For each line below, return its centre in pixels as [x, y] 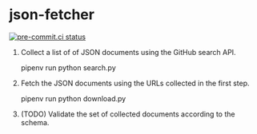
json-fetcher [52, 15]
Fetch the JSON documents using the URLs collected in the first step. [135, 83]
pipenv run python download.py [73, 98]
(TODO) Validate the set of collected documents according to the [128, 114]
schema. [35, 122]
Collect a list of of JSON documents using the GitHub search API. [128, 52]
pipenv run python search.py [68, 67]
